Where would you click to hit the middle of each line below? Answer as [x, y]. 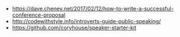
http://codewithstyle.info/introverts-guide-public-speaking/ [86, 21]
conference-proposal [39, 15]
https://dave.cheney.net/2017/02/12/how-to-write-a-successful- [93, 9]
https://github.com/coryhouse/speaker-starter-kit [74, 27]
